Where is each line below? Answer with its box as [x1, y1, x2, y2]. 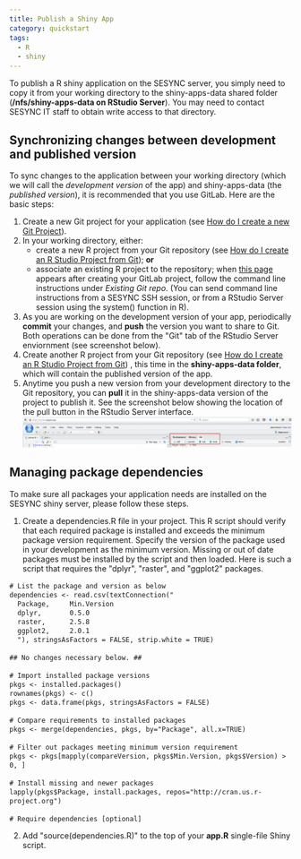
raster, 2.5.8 [17, 617, 90, 626]
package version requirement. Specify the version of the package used [21, 534, 286, 545]
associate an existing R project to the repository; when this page [35, 263, 273, 274]
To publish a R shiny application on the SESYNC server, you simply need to [9, 78, 286, 89]
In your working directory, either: [21, 235, 143, 245]
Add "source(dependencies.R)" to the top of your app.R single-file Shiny [21, 829, 291, 841]
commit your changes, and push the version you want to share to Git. [21, 321, 280, 331]
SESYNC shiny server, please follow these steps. [9, 498, 190, 509]
